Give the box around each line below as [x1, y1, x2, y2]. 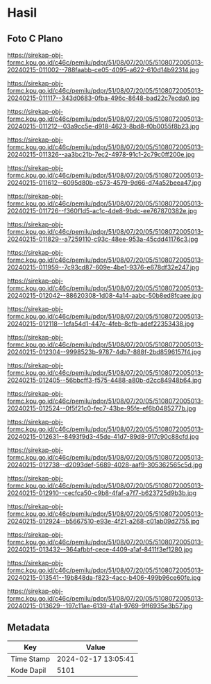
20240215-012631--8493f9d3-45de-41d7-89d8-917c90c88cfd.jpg [7, 433, 199, 440]
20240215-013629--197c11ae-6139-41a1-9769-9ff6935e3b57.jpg [7, 602, 193, 610]
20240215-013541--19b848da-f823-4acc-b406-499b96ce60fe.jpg [7, 574, 201, 581]
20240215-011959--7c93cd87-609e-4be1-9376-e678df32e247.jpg [7, 263, 199, 272]
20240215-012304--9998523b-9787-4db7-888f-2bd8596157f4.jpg [7, 348, 201, 356]
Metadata [7, 622, 50, 633]
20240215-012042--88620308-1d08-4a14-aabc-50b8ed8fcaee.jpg [7, 292, 201, 299]
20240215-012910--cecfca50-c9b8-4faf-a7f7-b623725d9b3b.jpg [7, 489, 196, 497]
